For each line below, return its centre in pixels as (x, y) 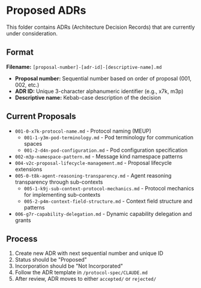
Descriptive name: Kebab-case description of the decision (88, 97)
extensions (28, 169)
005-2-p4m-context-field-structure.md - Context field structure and (108, 201)
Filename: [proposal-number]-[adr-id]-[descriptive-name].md (84, 67)
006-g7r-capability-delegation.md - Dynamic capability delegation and (103, 214)
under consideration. (32, 33)
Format (20, 52)
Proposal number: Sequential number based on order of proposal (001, (103, 78)
